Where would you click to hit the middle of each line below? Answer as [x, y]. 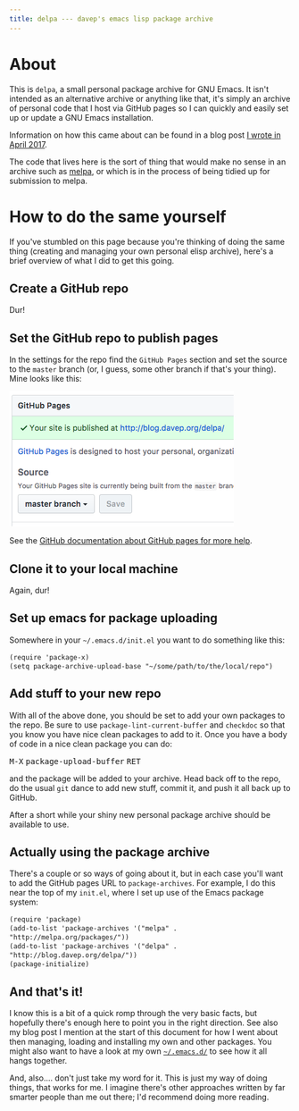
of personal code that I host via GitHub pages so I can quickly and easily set [149, 108]
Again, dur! [29, 590]
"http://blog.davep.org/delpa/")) [74, 955]
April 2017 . [28, 144]
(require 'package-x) [50, 657]
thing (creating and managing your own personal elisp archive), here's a [141, 251]
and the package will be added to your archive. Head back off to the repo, [145, 779]
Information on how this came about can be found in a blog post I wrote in [145, 135]
